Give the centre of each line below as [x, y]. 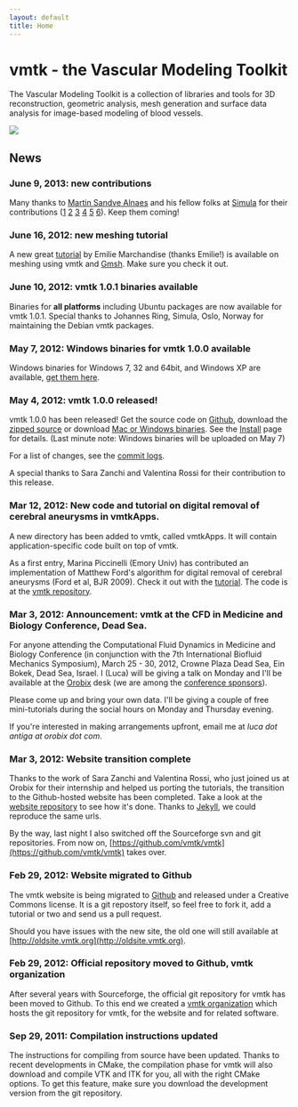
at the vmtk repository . [51, 591]
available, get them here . [55, 377]
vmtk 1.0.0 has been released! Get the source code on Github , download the [149, 420]
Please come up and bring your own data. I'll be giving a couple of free [139, 699]
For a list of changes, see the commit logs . [87, 456]
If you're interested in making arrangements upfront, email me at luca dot [143, 726]
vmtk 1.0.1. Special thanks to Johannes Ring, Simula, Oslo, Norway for [137, 316]
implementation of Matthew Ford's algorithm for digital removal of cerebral [146, 572]
